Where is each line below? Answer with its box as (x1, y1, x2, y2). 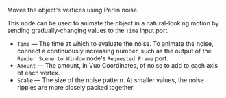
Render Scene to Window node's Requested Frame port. (16, 54, 169, 62)
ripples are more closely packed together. (16, 84, 135, 91)
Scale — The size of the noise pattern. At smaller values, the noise (16, 76, 204, 84)
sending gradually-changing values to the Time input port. (7, 27, 170, 34)
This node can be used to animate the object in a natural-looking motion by (7, 19, 219, 27)
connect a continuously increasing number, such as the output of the (16, 47, 212, 55)
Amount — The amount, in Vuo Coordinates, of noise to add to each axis (16, 62, 218, 69)
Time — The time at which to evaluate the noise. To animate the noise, (16, 40, 214, 47)
